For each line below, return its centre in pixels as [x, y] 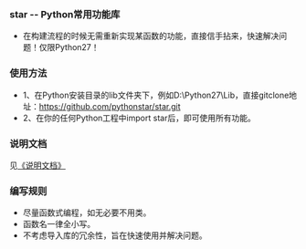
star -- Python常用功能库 [65, 14]
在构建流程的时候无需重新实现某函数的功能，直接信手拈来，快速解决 [151, 36]
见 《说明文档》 [37, 165]
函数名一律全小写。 [59, 224]
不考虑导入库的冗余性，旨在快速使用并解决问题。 [115, 235]
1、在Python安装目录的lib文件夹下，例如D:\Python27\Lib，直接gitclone [156, 95]
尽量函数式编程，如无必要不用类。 [87, 213]
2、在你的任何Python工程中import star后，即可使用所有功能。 [139, 118]
